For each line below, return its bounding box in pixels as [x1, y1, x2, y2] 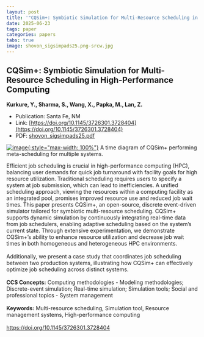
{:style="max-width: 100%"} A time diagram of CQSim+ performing [27, 144, 197, 151]
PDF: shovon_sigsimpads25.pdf [15, 132, 95, 139]
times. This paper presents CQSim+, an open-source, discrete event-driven [6, 200, 197, 208]
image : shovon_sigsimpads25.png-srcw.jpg [6, 43, 114, 49]
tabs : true [6, 37, 34, 43]
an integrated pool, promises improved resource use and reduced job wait [6, 194, 193, 202]
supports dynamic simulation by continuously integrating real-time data [6, 214, 186, 221]
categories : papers [6, 32, 56, 38]
